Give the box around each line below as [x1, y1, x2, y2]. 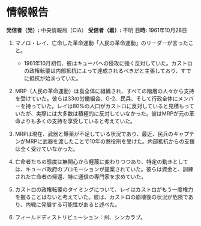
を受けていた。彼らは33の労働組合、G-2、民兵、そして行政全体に [14, 94, 178, 102]
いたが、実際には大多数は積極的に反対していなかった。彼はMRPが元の [14, 109, 190, 117]
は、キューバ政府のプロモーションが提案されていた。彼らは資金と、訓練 [14, 165, 194, 173]
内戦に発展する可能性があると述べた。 [25, 201, 121, 208]
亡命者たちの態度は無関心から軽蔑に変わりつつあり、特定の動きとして [14, 157, 188, 165]
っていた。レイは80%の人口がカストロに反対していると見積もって [31, 102, 195, 109]
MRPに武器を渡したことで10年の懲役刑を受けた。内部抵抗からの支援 [25, 138, 195, 145]
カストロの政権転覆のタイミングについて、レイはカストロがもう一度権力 [14, 186, 194, 193]
